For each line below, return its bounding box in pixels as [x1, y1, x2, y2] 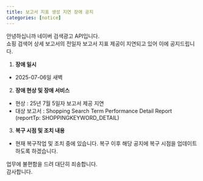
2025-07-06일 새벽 [15, 73, 63, 81]
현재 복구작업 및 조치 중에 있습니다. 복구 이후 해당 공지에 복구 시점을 [15, 139, 176, 147]
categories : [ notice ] [6, 15, 62, 21]
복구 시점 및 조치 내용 [15, 127, 65, 134]
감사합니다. [6, 168, 33, 175]
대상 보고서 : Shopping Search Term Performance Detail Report [15, 107, 173, 114]
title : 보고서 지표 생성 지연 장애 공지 [6, 9, 94, 15]
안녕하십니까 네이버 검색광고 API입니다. [6, 32, 100, 40]
